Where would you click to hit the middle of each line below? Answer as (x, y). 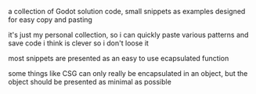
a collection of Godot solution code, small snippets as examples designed (127, 11)
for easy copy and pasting (50, 20)
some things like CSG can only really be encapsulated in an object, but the (128, 73)
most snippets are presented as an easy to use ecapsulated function (119, 58)
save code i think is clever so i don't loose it (78, 43)
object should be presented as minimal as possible (90, 82)
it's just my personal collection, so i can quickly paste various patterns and (128, 35)
